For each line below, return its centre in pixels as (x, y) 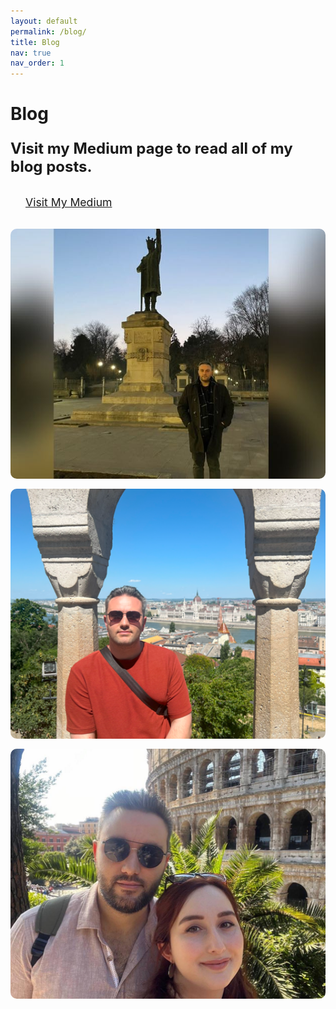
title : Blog (35, 42)
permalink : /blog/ (48, 31)
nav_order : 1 (37, 63)
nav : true (31, 53)
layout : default (44, 21)
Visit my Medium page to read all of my (151, 149)
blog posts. (51, 167)
